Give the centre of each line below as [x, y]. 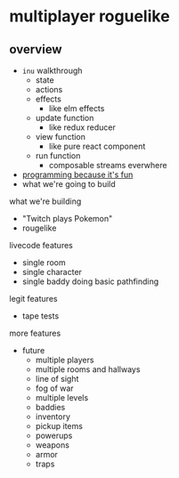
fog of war [54, 388]
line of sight [57, 379]
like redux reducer [82, 127]
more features [35, 333]
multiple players [65, 360]
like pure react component [97, 146]
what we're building [45, 201]
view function [61, 137]
